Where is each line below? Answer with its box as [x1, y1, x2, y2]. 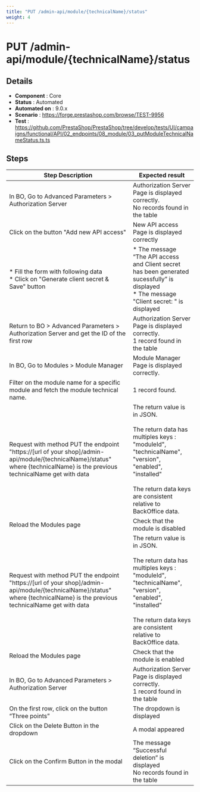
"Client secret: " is [133, 297, 183, 305]
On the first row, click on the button [9, 704, 108, 713]
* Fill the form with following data [9, 267, 102, 276]
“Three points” [9, 712, 50, 721]
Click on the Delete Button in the [9, 722, 99, 730]
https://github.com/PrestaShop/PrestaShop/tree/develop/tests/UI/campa [14, 123, 193, 131]
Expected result [139, 171, 185, 179]
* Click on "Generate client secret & [9, 275, 109, 283]
